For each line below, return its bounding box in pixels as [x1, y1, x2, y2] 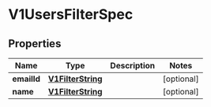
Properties [8, 37, 62, 50]
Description [110, 61, 156, 71]
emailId [12, 73, 41, 84]
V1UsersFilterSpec [8, 6, 134, 24]
